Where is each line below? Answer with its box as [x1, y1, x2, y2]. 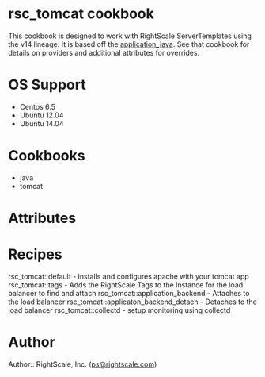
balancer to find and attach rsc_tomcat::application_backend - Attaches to [8, 288, 250, 298]
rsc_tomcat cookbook [8, 5, 154, 23]
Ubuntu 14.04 [19, 118, 64, 128]
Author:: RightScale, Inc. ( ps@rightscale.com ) [8, 359, 157, 369]
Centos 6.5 [19, 102, 55, 111]
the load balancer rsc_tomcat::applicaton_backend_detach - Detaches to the [8, 297, 257, 306]
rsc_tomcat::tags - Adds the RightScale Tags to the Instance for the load [8, 279, 244, 290]
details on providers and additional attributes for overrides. [8, 48, 200, 57]
